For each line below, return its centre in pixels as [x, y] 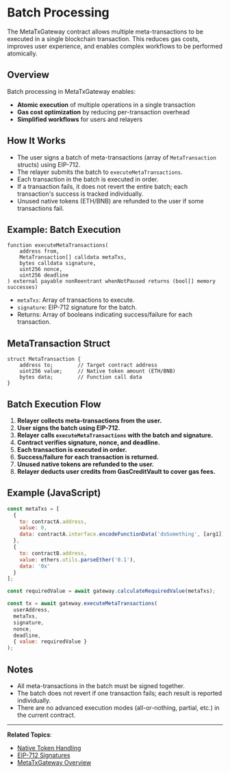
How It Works [37, 141]
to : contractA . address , [53, 522]
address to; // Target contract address [88, 365]
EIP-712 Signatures [43, 755]
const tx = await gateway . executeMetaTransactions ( [82, 604]
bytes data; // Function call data [81, 377]
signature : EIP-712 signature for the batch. [77, 307]
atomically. [22, 53]
